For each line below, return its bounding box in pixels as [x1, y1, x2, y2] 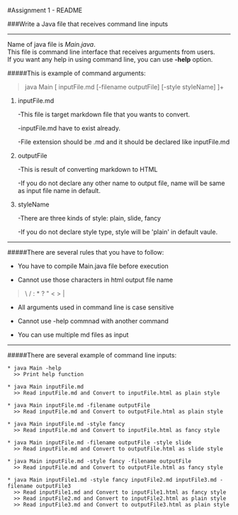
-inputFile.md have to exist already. [17, 124, 120, 132]
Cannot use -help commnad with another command [17, 317, 169, 325]
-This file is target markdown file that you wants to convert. [17, 110, 191, 118]
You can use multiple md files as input [17, 331, 129, 339]
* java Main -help [7, 365, 62, 372]
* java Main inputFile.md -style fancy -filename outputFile [7, 458, 192, 465]
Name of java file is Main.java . [7, 40, 96, 48]
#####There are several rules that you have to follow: [7, 248, 164, 256]
